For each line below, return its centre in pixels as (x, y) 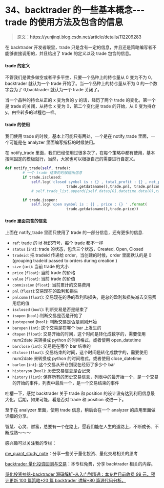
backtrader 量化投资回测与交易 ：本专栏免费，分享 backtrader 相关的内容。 (80, 464)
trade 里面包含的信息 (26, 221)
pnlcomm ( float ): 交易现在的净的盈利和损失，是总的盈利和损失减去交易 (82, 297)
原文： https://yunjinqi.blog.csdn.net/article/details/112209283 (79, 37)
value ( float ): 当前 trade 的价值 (44, 279)
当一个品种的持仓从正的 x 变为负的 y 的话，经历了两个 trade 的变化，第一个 (81, 100)
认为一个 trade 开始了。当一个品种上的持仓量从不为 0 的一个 (93, 83)
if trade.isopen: (40, 200)
